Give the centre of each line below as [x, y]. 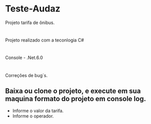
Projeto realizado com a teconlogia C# [44, 40]
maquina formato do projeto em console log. [76, 99]
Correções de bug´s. [26, 75]
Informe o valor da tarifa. [38, 111]
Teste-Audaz [33, 9]
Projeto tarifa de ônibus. [30, 22]
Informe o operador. [33, 116]
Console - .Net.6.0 [24, 57]
